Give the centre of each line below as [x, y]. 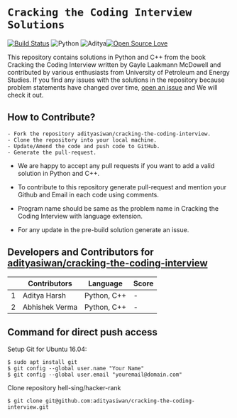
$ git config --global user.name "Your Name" [76, 369]
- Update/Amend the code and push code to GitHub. [84, 146]
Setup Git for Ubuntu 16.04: [47, 349]
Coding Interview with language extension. [80, 216]
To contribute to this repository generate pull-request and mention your [122, 187]
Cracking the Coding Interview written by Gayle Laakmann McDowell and [114, 64]
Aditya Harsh [44, 296]
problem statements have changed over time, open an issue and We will [112, 87]
